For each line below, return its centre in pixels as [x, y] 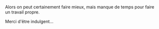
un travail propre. [23, 12]
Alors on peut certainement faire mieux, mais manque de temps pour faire [80, 7]
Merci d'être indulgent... [29, 22]
